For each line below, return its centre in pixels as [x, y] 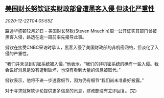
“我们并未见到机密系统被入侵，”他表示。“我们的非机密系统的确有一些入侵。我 [82, 64]
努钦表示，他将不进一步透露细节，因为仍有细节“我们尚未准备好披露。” [75, 80]
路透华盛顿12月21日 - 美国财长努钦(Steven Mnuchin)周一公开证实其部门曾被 [81, 31]
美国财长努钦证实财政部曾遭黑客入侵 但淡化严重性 [80, 9]
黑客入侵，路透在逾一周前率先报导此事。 [46, 37]
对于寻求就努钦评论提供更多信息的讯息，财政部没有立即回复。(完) [71, 90]
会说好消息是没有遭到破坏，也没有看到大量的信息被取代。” [63, 70]
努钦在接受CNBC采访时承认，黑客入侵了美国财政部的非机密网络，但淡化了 [80, 47]
